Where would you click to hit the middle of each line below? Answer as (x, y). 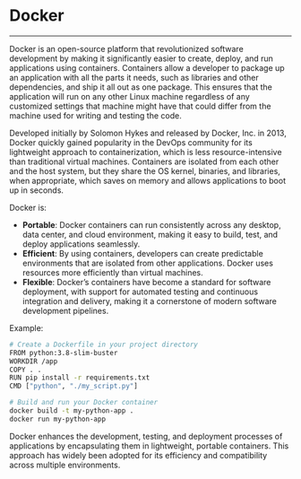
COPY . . (26, 370)
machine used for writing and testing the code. (95, 115)
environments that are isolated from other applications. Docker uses (147, 263)
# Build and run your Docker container (84, 403)
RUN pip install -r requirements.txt (80, 378)
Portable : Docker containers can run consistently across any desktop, (151, 224)
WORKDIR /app (34, 361)
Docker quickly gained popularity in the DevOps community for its (131, 142)
